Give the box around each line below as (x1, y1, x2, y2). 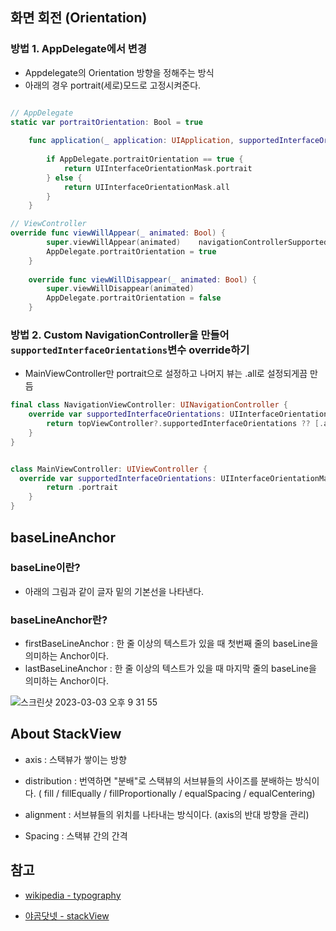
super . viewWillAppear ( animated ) (46, 238, 182, 248)
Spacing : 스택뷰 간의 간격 (24, 829, 128, 842)
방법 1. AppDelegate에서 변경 (10, 42, 147, 56)
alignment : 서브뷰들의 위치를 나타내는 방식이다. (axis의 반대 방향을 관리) (24, 808, 310, 820)
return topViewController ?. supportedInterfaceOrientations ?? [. (46, 419, 325, 429)
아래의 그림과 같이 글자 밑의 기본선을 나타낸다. (24, 585, 205, 597)
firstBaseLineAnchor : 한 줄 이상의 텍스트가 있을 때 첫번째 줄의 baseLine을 (24, 638, 319, 650)
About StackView (10, 726, 122, 743)
